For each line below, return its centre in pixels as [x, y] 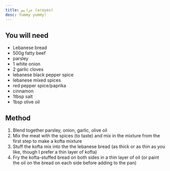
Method [18, 118]
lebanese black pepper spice [43, 75]
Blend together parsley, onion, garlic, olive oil [60, 130]
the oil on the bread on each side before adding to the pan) [75, 163]
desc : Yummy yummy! [26, 15]
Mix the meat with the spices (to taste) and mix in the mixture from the [86, 136]
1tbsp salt [23, 96]
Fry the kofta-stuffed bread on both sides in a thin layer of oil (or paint [86, 157]
